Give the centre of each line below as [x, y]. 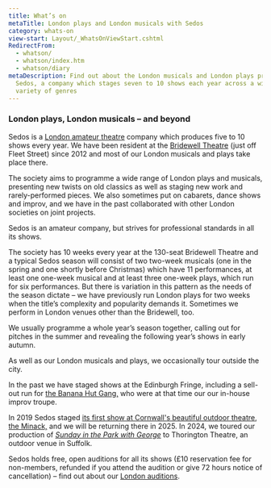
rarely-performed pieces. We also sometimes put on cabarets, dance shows [135, 195]
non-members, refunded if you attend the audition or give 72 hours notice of [135, 467]
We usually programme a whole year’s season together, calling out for [124, 327]
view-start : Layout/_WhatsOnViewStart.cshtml [86, 38]
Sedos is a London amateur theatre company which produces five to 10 [127, 136]
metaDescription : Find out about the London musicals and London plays [131, 76]
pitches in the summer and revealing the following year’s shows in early [127, 336]
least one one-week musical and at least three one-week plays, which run [131, 277]
